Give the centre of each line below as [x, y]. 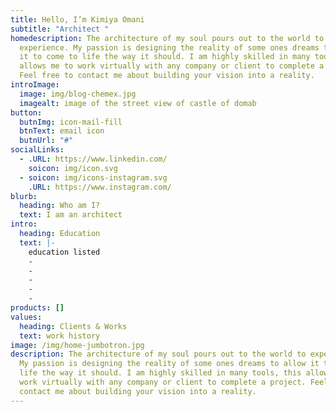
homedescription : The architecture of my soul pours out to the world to [167, 38]
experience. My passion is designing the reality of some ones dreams [169, 47]
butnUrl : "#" [46, 141]
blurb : [24, 196]
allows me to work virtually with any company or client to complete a [172, 66]
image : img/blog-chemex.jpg [78, 94]
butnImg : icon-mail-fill [71, 122]
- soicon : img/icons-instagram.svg [93, 177]
